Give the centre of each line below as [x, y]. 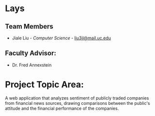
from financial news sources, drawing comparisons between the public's [77, 103]
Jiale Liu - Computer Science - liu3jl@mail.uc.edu [62, 38]
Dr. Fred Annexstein [32, 65]
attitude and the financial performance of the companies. [62, 108]
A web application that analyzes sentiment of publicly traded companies [77, 98]
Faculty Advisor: [31, 53]
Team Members [29, 26]
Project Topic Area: [44, 84]
